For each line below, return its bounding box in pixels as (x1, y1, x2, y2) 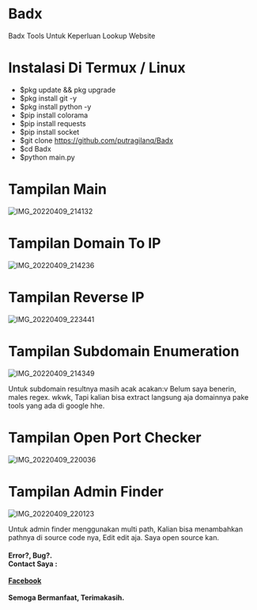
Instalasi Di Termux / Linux (8, 59, 186, 77)
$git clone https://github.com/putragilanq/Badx (19, 136, 174, 145)
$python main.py (19, 152, 75, 162)
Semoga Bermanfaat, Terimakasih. (8, 593, 125, 603)
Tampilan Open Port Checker (8, 428, 202, 447)
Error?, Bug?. (8, 551, 53, 560)
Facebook (8, 576, 42, 585)
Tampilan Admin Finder (8, 482, 164, 501)
